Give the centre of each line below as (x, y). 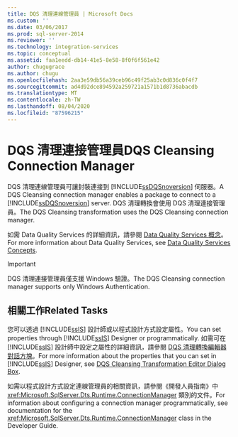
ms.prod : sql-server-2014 (45, 34)
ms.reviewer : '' (31, 41)
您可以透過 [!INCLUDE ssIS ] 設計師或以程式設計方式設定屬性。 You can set (114, 329)
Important (22, 264)
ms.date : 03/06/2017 (38, 27)
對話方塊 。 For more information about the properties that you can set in (112, 355)
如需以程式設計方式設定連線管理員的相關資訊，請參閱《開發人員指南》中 (113, 386)
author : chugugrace (36, 67)
